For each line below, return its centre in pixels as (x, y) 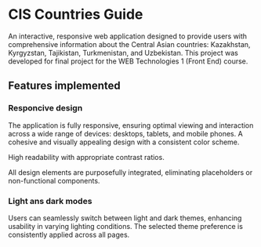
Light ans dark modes (50, 201)
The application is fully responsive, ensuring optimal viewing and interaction (131, 125)
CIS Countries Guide (76, 15)
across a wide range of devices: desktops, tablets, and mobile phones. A (125, 133)
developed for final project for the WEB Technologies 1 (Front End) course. (128, 61)
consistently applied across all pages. (69, 234)
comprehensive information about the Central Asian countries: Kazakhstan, (129, 44)
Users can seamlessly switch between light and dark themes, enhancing (125, 218)
